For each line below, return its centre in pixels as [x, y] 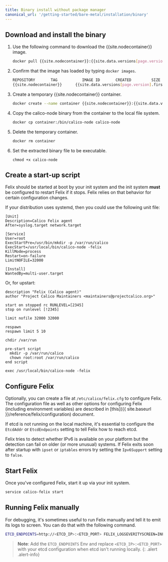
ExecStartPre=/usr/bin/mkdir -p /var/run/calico [57, 243]
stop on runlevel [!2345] [32, 310]
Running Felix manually [42, 508]
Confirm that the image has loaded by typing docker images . [74, 71]
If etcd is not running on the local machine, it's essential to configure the [80, 424]
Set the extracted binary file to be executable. [59, 150]
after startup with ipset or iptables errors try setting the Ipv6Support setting [84, 450]
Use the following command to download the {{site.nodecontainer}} [82, 47]
